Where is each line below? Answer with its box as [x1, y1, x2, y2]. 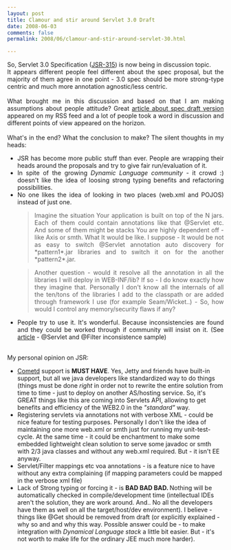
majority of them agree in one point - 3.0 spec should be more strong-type [7, 75, 224, 83]
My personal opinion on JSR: [7, 353, 89, 362]
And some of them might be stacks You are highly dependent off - [34, 226, 224, 234]
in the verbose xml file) [16, 476, 82, 485]
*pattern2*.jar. [34, 255, 76, 263]
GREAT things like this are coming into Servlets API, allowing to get [16, 396, 206, 404]
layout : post [7, 10, 45, 17]
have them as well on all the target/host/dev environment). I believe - [16, 506, 212, 514]
